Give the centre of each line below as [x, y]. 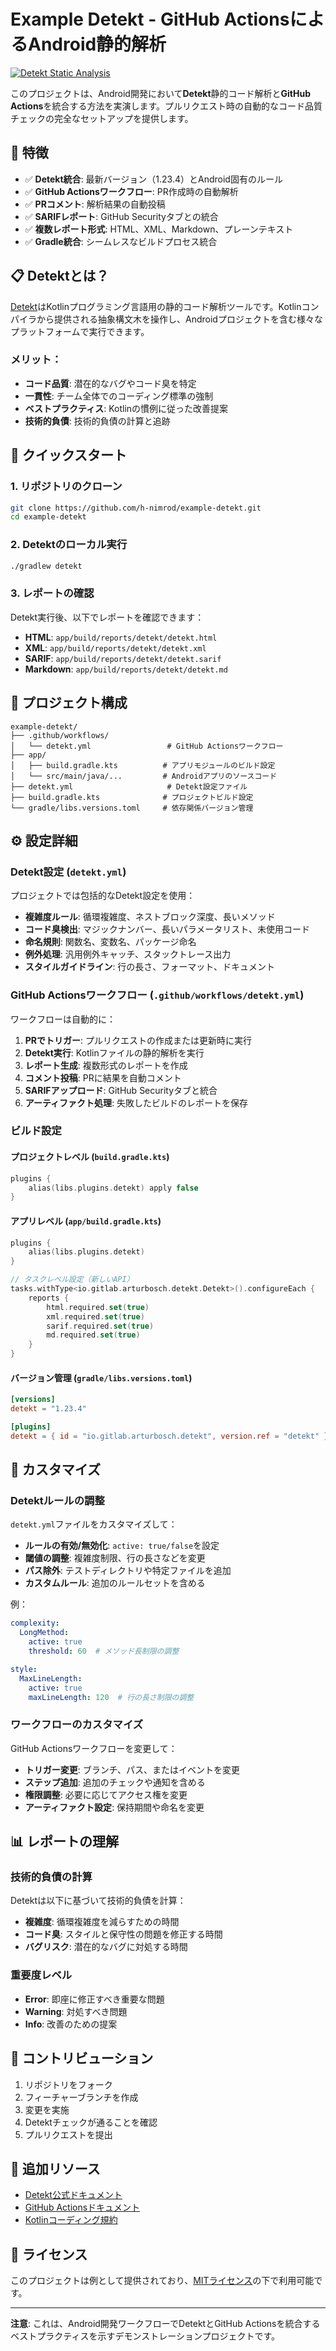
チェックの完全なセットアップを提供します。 [102, 118]
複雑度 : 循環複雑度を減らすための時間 [102, 1922]
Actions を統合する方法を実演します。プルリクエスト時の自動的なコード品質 [166, 106]
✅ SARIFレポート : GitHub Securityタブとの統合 [121, 216]
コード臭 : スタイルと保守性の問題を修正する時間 [123, 1934]
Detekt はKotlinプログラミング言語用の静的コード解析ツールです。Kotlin [156, 306]
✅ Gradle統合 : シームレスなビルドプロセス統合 [121, 241]
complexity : [35, 1623]
